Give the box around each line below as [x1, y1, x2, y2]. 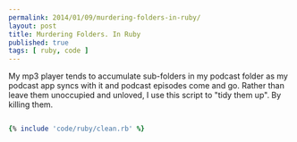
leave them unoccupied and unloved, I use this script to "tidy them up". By [8, 90, 282, 101]
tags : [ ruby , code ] [8, 46, 89, 55]
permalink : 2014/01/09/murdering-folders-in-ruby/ [8, 13, 201, 22]
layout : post [8, 21, 57, 30]
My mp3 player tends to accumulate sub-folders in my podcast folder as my [8, 71, 288, 81]
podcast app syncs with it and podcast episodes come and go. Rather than [8, 80, 285, 91]
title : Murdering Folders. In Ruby [8, 29, 141, 38]
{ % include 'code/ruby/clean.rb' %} [8, 124, 145, 134]
